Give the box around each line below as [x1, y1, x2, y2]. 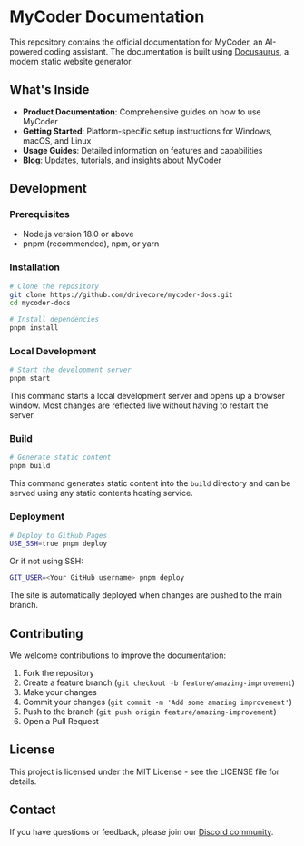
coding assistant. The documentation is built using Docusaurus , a [44, 45, 289, 56]
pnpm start [9, 374, 51, 383]
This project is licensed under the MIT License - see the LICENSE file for [9, 766, 279, 777]
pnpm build [9, 462, 51, 471]
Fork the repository [22, 667, 95, 678]
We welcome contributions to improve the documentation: [9, 650, 227, 661]
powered [9, 45, 43, 56]
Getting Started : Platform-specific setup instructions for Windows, [22, 125, 273, 136]
